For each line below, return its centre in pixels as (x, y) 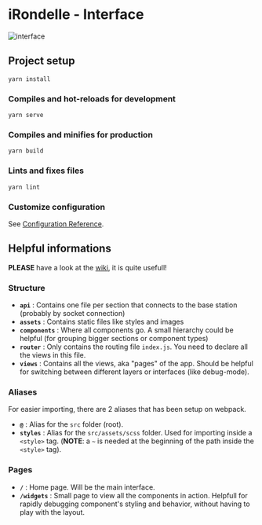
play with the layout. (52, 512)
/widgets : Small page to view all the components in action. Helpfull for (134, 495)
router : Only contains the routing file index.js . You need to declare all (134, 347)
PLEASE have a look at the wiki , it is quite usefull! (87, 267)
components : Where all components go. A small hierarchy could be (126, 330)
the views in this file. (53, 355)
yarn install (29, 79)
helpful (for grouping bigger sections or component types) (114, 339)
